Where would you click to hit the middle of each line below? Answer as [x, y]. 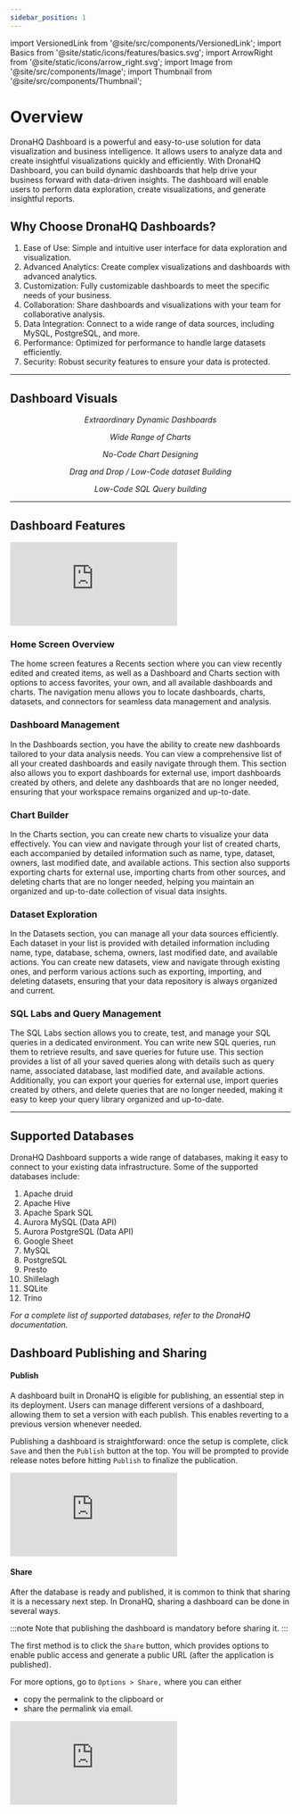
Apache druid [48, 1194]
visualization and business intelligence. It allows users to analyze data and [146, 151]
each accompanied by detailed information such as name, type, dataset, [142, 853]
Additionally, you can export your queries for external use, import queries [144, 1080]
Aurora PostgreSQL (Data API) [78, 1232]
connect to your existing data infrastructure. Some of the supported [134, 1167]
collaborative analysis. [64, 314]
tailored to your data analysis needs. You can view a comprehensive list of [146, 753]
